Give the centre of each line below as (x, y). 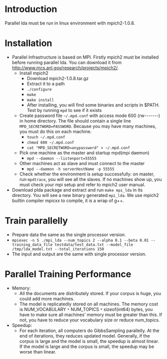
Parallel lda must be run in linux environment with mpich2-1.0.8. (70, 23)
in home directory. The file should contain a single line (75, 120)
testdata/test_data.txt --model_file (94, 244)
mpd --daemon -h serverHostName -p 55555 (70, 169)
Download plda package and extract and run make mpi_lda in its (77, 190)
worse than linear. (38, 351)
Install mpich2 (34, 73)
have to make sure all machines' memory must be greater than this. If (91, 314)
